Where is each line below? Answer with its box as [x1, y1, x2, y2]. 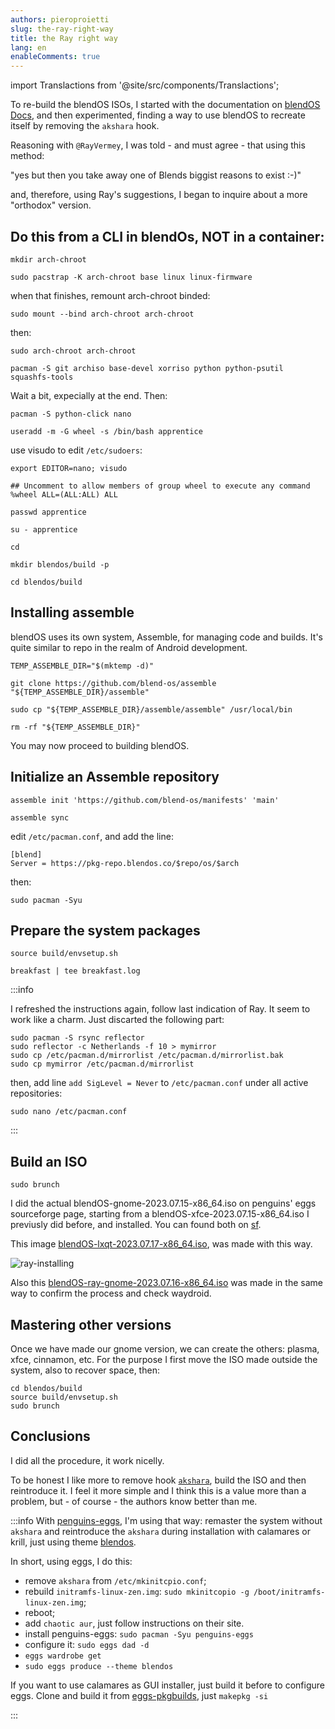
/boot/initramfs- [253, 1587, 326, 1597]
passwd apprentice [10, 507, 87, 517]
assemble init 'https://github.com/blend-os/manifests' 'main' [10, 795, 280, 805]
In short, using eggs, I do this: [10, 1555, 133, 1567]
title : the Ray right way [10, 33, 118, 43]
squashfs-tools [10, 372, 74, 382]
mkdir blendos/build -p [10, 559, 110, 570]
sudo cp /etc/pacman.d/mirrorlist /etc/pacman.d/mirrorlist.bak [10, 1051, 284, 1061]
